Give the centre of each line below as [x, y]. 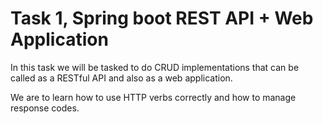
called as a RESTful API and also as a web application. [121, 78]
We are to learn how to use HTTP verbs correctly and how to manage [153, 97]
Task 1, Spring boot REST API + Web [162, 18]
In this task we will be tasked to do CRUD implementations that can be [155, 67]
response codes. [45, 108]
